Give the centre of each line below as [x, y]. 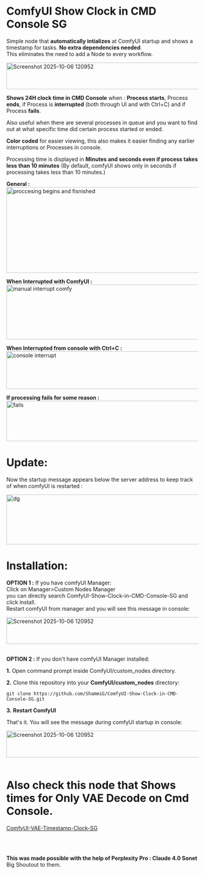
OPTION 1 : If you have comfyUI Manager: [59, 583]
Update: [27, 463]
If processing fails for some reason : [53, 397]
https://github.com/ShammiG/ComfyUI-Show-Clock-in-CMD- [106, 694]
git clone [19, 694]
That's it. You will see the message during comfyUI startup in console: [94, 722]
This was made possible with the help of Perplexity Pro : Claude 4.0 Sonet [102, 858]
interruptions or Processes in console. [54, 147]
